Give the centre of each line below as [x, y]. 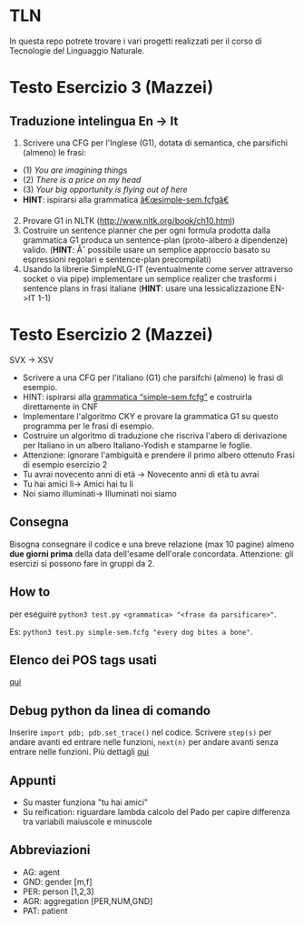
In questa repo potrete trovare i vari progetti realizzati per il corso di [136, 41]
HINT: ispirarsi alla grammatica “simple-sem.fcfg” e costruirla [137, 397]
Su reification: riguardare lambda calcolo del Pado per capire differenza [156, 811]
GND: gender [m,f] [57, 881]
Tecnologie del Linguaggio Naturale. [77, 50]
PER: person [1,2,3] [58, 891]
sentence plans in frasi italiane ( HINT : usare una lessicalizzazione [145, 288]
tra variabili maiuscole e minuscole [87, 821]
